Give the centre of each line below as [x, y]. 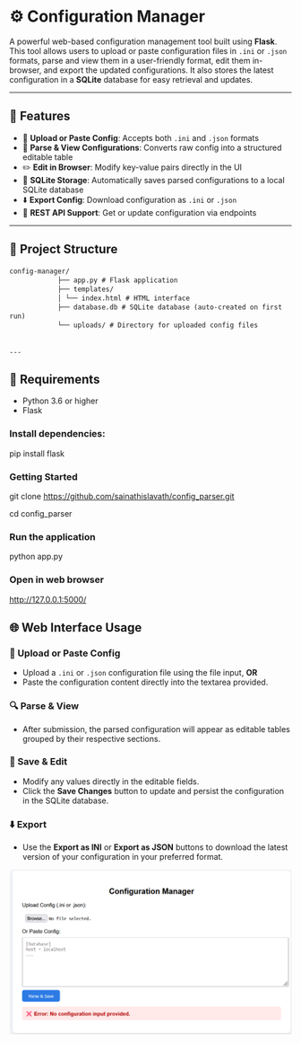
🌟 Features [40, 116]
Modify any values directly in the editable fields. [111, 781]
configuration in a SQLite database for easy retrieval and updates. [131, 79]
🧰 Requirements [55, 379]
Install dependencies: [57, 434]
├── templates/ [86, 289]
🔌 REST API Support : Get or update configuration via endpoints [139, 212]
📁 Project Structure [64, 249]
